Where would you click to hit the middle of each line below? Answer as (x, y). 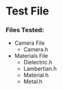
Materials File (31, 56)
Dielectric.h (38, 62)
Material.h (36, 75)
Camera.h (36, 50)
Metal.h (33, 82)
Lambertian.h (40, 69)
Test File (28, 11)
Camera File (29, 43)
